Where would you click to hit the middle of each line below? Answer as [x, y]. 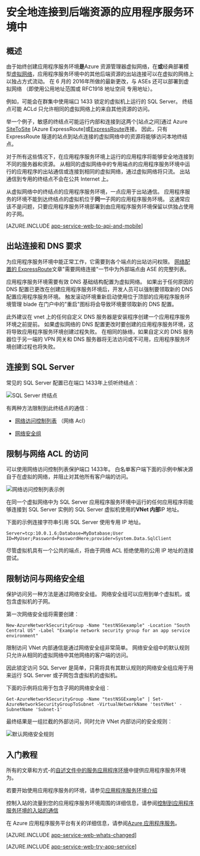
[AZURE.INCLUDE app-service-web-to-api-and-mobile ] [75, 226]
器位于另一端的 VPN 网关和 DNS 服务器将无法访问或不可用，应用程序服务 [96, 339]
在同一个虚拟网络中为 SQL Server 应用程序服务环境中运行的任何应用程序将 [97, 502]
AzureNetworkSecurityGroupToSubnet [50, 705]
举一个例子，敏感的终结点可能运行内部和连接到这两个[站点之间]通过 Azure [97, 122]
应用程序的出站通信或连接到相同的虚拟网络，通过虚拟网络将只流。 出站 [103, 171]
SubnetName [20, 710]
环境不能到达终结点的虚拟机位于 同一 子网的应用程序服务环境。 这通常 [101, 199]
